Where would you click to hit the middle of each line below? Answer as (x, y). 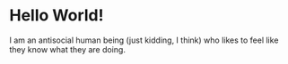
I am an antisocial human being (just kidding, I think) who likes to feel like (144, 40)
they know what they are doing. (67, 49)
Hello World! (57, 16)
